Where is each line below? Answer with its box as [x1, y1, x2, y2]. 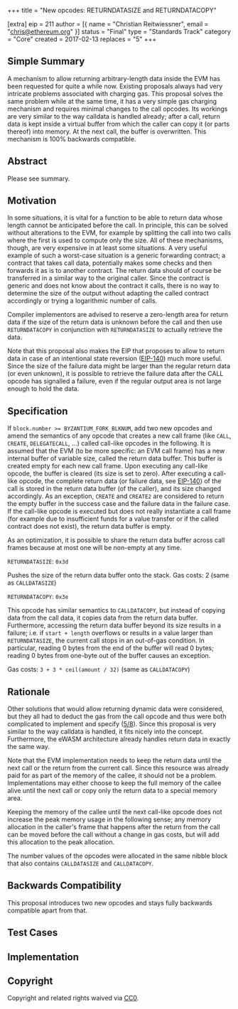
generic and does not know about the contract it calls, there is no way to [7, 281, 220, 290]
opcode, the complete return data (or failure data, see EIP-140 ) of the [18, 477, 222, 485]
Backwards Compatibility [7, 880, 122, 892]
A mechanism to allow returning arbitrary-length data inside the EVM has [7, 74, 220, 82]
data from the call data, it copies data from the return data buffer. [7, 614, 198, 622]
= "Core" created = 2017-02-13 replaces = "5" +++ [7, 35, 157, 43]
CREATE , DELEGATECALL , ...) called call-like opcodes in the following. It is [7, 439, 211, 448]
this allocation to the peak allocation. [7, 838, 115, 846]
